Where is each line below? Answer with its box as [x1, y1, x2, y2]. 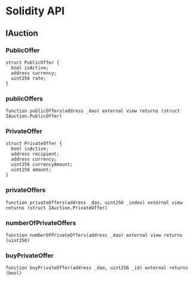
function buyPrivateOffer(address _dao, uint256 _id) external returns [5, 265, 188, 271]
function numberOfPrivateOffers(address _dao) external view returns [5, 232, 183, 238]
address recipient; [11, 151, 60, 157]
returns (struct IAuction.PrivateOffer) [5, 205, 108, 211]
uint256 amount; [11, 167, 51, 173]
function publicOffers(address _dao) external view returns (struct [5, 108, 180, 114]
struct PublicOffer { [5, 59, 60, 65]
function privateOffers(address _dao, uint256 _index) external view [5, 200, 183, 206]
